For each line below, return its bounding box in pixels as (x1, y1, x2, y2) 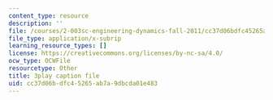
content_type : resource (8, 11, 89, 20)
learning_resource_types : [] (8, 42, 107, 50)
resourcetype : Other (8, 65, 79, 73)
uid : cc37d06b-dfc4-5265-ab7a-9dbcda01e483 (8, 79, 158, 87)
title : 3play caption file (8, 72, 100, 80)
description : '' (8, 19, 63, 27)
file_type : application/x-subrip (8, 34, 122, 43)
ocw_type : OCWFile (8, 57, 71, 65)
